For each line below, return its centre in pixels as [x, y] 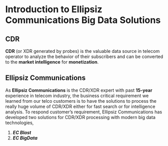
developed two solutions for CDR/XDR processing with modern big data [80, 117]
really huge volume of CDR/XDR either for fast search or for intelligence [80, 106]
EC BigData [25, 138]
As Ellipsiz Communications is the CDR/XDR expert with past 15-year [79, 90]
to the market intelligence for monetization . [52, 62]
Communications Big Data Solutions [83, 20]
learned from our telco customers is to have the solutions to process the [81, 101]
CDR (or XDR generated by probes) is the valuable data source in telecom [82, 51]
